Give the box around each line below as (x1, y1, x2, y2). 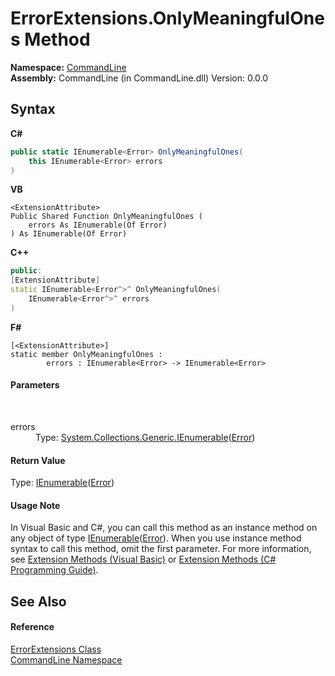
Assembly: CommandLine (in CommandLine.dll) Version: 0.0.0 (10, 72, 269, 84)
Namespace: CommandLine (10, 61, 127, 73)
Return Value (10, 454, 66, 466)
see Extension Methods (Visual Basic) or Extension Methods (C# (10, 553, 277, 566)
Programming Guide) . (10, 564, 99, 576)
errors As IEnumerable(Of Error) (28, 220, 168, 231)
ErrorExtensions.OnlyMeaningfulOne (10, 7, 325, 30)
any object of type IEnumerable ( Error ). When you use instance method (10, 532, 302, 544)
